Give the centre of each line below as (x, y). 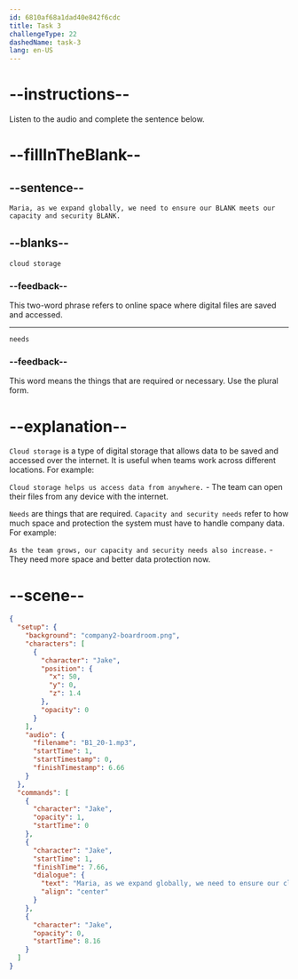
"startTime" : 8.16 (67, 942)
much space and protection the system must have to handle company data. (147, 523)
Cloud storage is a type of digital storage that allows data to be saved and (144, 451)
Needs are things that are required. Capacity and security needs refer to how (149, 514)
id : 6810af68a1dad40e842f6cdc (65, 17)
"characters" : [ (55, 644)
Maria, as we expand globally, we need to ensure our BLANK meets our (142, 209)
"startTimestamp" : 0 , (73, 760)
